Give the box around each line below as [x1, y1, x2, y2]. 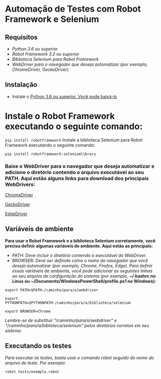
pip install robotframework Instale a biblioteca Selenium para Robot [5, 137, 143, 143]
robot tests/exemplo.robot [5, 369, 59, 374]
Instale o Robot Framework [5, 111, 115, 121]
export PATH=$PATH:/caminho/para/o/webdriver [5, 288, 98, 293]
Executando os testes [5, 342, 72, 350]
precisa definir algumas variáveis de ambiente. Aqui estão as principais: [5, 243, 153, 249]
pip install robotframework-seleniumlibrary [5, 152, 96, 156]
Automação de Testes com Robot [5, 3, 141, 15]
